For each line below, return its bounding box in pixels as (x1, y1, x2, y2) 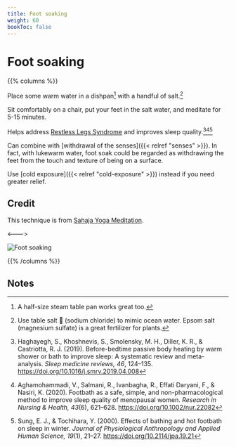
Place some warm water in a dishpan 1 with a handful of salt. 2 (7, 91, 184, 100)
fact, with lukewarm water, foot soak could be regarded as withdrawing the (7, 148, 225, 157)
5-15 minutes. (7, 112, 47, 121)
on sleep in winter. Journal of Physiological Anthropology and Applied (17, 425, 221, 433)
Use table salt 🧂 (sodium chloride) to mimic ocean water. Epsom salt (17, 316, 216, 325)
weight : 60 (7, 17, 39, 24)
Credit (7, 197, 35, 209)
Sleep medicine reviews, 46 (44, 360, 125, 368)
